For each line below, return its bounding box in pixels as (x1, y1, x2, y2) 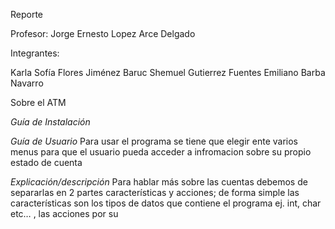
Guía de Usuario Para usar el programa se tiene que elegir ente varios (10, 135, 299, 147)
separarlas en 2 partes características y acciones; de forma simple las (10, 187, 300, 198)
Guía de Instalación (10, 116, 91, 128)
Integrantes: (10, 47, 60, 59)
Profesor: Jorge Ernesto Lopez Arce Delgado (10, 28, 196, 39)
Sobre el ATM (10, 97, 67, 108)
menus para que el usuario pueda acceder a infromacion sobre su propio (10, 146, 312, 158)
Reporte (10, 9, 44, 20)
